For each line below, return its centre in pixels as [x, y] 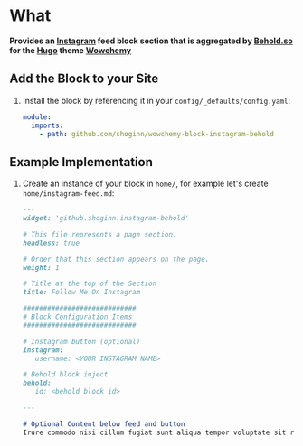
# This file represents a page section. [99, 234]
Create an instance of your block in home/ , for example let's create [145, 184]
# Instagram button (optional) [81, 341]
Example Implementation [81, 162]
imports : [47, 125]
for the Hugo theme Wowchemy [71, 50]
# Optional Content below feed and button [104, 424]
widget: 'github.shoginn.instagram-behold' [106, 218]
